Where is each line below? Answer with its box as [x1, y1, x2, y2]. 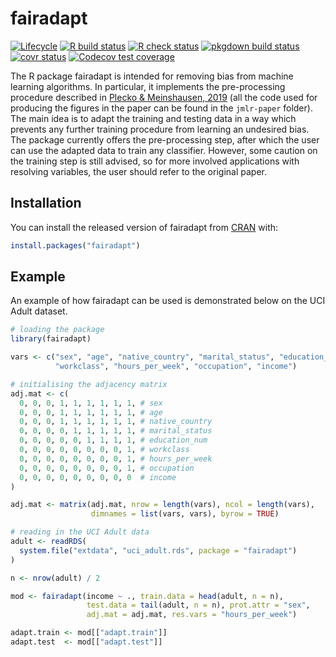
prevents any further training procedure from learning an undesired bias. [10, 123, 310, 135]
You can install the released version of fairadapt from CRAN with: [10, 221, 279, 233]
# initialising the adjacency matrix [10, 379, 168, 389]
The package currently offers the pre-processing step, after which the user [10, 133, 320, 146]
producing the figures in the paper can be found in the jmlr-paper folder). [10, 102, 313, 114]
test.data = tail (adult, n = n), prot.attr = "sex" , [86, 600, 311, 611]
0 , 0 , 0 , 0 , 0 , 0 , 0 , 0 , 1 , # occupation [19, 463, 195, 473]
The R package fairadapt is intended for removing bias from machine [10, 70, 294, 82]
